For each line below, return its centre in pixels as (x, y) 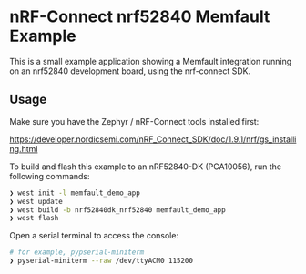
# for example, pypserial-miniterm (77, 252)
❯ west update (36, 201)
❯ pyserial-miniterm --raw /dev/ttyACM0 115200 (102, 261)
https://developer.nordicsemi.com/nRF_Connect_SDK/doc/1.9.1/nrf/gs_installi (153, 139)
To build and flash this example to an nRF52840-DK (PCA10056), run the (146, 167)
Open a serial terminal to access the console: (94, 236)
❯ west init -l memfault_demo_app (75, 193)
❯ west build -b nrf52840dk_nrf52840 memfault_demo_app (117, 210)
